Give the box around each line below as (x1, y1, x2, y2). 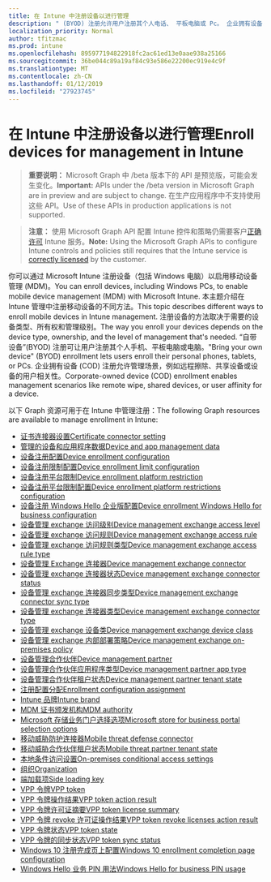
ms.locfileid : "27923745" (8, 87, 95, 96)
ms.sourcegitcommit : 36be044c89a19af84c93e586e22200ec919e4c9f (8, 58, 227, 66)
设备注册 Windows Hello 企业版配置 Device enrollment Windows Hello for (19, 501, 262, 511)
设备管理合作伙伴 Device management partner (19, 654, 172, 664)
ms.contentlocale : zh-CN (8, 72, 92, 80)
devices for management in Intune (8, 143, 244, 161)
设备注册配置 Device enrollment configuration (19, 452, 170, 462)
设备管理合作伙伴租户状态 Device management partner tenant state (19, 674, 243, 684)
